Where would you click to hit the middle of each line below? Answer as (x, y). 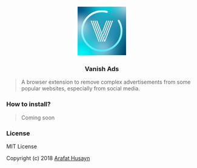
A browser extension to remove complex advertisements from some (106, 82)
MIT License (22, 146)
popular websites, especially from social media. (81, 89)
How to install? (28, 104)
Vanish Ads (102, 69)
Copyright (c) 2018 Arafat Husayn (48, 158)
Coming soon (38, 117)
